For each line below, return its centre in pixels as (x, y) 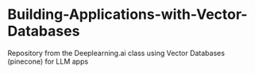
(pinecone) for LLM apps (48, 61)
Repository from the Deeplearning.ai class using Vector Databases (116, 53)
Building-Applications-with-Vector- (127, 15)
